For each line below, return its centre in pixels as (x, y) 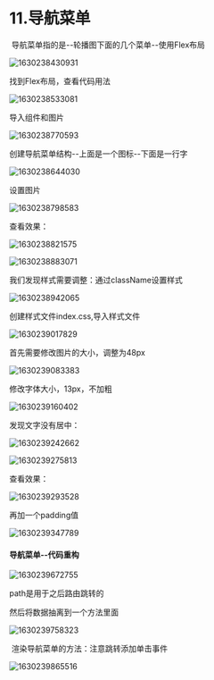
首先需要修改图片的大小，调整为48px (77, 352)
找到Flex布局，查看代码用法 (60, 80)
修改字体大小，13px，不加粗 (61, 389)
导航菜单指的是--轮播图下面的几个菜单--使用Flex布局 (108, 45)
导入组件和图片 (37, 117)
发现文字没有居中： (45, 424)
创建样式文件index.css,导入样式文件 (75, 316)
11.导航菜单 (50, 18)
